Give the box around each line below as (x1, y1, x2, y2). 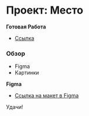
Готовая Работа (6, 23, 46, 30)
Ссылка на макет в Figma (14, 92, 79, 99)
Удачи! (6, 104, 24, 111)
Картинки (14, 69, 39, 76)
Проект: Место (6, 4, 84, 17)
